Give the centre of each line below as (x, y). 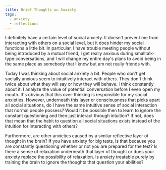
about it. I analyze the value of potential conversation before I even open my (83, 89)
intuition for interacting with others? (41, 126)
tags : (11, 14)
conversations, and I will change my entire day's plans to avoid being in (88, 59)
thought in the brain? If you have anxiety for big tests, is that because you (80, 141)
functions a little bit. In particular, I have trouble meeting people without (78, 48)
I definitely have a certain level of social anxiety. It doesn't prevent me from (82, 38)
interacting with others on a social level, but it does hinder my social (74, 43)
